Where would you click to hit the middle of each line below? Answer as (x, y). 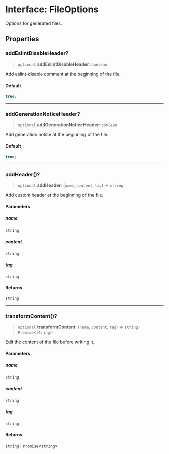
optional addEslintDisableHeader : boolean (62, 64)
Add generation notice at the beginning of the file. (57, 135)
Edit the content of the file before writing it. (50, 342)
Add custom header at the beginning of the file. (54, 195)
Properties (22, 39)
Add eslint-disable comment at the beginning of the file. (63, 74)
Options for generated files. (34, 23)
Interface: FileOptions (52, 9)
